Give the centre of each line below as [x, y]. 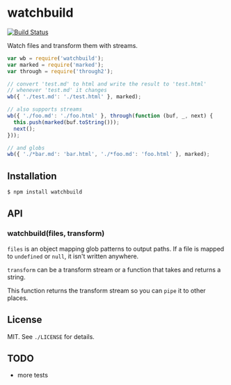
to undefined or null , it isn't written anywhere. [73, 256]
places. [18, 298]
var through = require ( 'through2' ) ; [60, 71]
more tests [33, 375]
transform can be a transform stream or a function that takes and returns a [114, 269]
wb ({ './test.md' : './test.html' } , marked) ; [74, 97]
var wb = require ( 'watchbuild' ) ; [56, 58]
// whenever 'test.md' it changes [57, 91]
